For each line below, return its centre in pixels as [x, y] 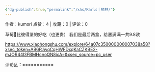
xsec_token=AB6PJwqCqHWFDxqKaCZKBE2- [52, 49]
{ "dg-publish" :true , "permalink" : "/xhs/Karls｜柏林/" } [60, 9]
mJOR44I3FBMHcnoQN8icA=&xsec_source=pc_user [58, 54]
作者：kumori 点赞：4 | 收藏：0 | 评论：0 [47, 24]
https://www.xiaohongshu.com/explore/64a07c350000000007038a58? [78, 44]
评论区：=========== [29, 64]
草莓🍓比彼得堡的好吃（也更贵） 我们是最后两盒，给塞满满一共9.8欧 [73, 34]
